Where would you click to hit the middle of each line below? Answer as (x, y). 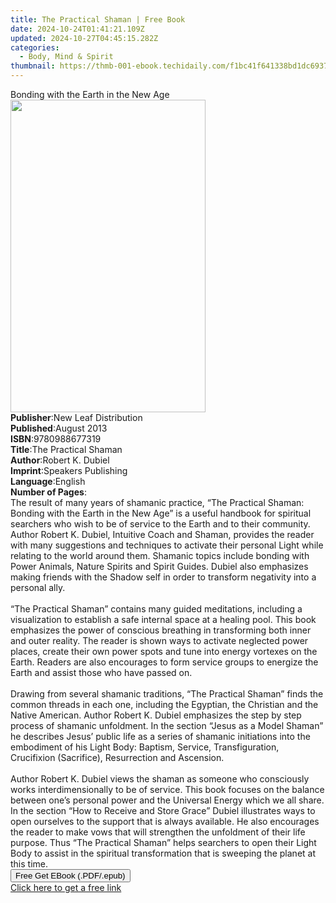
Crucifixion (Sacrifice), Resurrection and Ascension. (117, 757)
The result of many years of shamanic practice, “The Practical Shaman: (157, 502)
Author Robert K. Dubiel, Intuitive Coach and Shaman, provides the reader (162, 534)
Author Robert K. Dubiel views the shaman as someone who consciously (160, 779)
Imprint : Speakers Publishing (69, 470)
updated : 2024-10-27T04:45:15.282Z (84, 38)
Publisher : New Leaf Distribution (76, 417)
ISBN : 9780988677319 (56, 439)
